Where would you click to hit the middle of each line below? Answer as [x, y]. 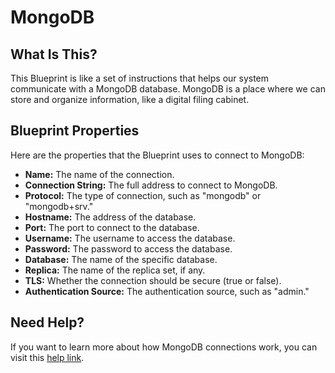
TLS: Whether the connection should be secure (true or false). [153, 280]
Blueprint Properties [75, 131]
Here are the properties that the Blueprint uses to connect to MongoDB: [157, 155]
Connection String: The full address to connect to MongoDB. [151, 185]
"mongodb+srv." [59, 206]
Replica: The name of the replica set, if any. [115, 270]
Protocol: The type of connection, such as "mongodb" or [143, 195]
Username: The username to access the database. [130, 238]
